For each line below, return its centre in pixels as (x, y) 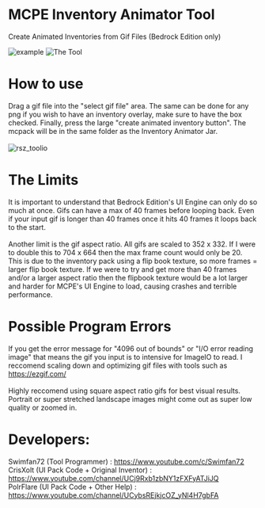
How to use (46, 84)
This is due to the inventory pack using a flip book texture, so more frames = (133, 261)
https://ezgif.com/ (38, 373)
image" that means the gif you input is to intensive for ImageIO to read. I (125, 357)
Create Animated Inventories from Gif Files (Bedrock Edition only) (115, 36)
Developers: (49, 439)
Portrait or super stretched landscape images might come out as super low (130, 399)
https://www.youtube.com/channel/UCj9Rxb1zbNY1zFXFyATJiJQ (114, 478)
